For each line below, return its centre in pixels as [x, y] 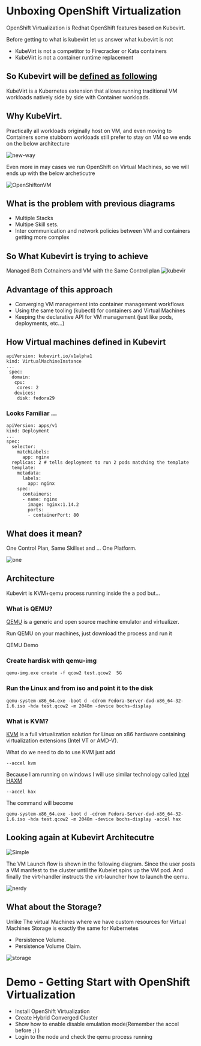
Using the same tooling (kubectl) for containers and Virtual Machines [100, 310]
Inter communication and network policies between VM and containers [103, 231]
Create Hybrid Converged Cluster [56, 1018]
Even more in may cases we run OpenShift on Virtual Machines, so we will [97, 167]
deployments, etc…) [40, 323]
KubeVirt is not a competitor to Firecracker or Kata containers [91, 51]
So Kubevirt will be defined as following [82, 76]
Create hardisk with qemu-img [52, 660]
